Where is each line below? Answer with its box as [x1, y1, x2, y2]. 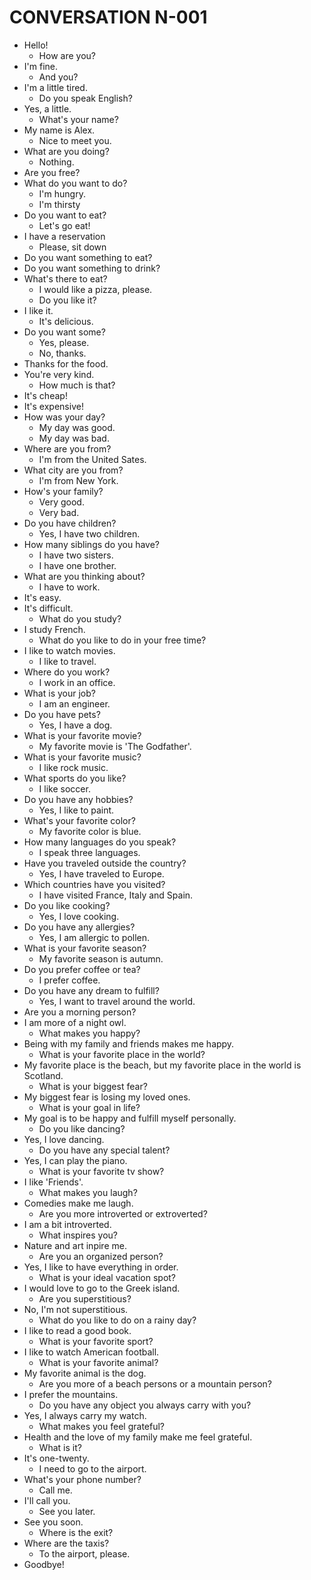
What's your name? [38, 113, 119, 125]
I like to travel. [38, 655, 97, 667]
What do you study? [38, 612, 122, 625]
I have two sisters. [38, 549, 114, 561]
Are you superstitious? [38, 1292, 132, 1305]
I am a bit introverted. [23, 1218, 112, 1230]
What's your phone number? [23, 1473, 142, 1485]
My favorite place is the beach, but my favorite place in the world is [23, 1059, 302, 1071]
